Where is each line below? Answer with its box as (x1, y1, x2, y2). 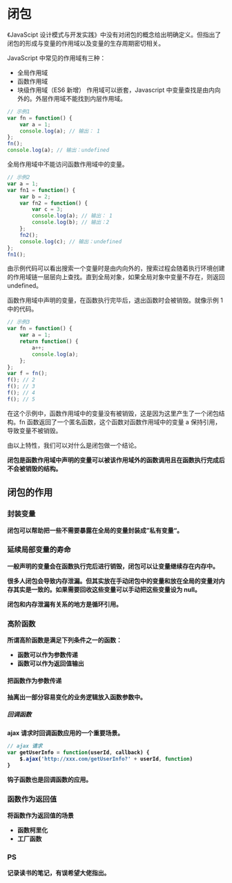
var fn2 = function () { (19, 200, 88, 207)
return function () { (19, 338, 79, 345)
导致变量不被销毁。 (7, 426, 62, 435)
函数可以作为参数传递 (17, 651, 78, 659)
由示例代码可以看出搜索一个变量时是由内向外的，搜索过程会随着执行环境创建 (7, 264, 225, 273)
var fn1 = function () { (7, 187, 76, 193)
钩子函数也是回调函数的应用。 (7, 775, 92, 784)
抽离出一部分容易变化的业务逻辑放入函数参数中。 (7, 693, 146, 701)
